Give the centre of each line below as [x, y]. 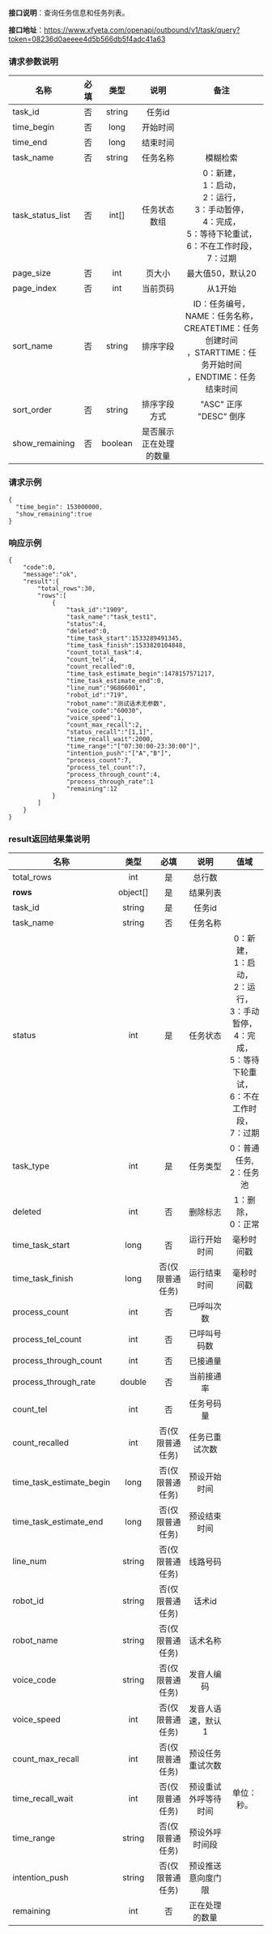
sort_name [33, 346]
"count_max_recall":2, [104, 725]
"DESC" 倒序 [221, 417]
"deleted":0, [88, 631]
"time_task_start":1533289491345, [124, 638]
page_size [32, 273]
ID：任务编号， [222, 304]
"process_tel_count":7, [106, 767]
